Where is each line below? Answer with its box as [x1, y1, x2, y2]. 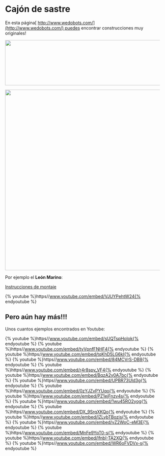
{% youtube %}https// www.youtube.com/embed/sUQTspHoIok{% [5, 335, 139, 341]
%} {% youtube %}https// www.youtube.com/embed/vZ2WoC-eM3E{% [5, 419, 149, 425]
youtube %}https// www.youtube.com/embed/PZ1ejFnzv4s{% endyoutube [5, 393, 155, 399]
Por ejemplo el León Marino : [5, 274, 63, 280]
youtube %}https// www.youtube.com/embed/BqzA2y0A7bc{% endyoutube [5, 372, 158, 378]
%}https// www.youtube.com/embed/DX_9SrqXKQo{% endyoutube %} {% [5, 409, 155, 415]
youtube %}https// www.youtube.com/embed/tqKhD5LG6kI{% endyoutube [5, 351, 156, 357]
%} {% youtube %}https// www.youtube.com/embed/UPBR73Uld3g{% [5, 377, 147, 383]
